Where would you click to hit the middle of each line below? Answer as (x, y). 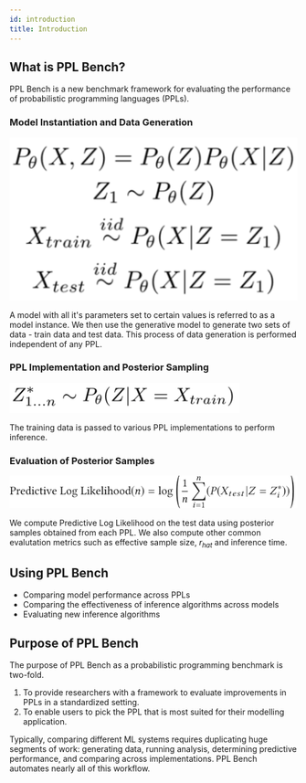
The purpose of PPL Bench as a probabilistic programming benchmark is (146, 665)
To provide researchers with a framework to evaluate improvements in (154, 693)
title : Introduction (49, 29)
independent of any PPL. (56, 344)
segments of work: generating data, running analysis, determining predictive (153, 749)
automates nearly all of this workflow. (80, 768)
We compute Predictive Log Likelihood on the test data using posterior (142, 523)
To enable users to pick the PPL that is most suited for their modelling (153, 712)
